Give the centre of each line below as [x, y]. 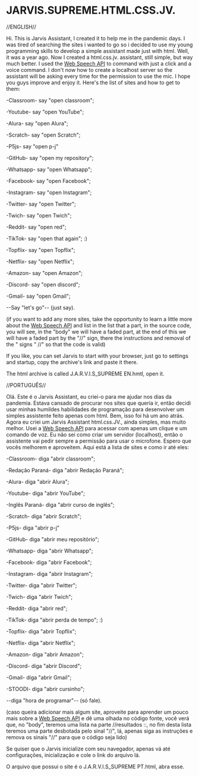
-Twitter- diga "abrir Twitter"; [42, 585]
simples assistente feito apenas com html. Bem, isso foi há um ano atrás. [95, 415]
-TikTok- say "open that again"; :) [47, 238]
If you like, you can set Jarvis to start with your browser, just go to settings [97, 356]
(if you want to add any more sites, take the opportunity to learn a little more [99, 319]
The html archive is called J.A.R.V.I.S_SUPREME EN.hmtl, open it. [85, 373]
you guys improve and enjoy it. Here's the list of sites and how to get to [93, 82]
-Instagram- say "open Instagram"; [49, 192]
